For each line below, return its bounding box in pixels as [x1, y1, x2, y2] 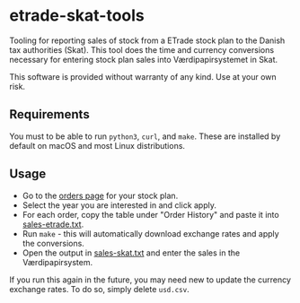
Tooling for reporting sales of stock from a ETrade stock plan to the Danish [9, 35, 286, 46]
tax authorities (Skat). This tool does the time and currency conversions [9, 44, 275, 55]
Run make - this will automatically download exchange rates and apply [22, 228, 280, 238]
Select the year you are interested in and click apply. [22, 199, 217, 211]
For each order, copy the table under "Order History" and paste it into [22, 209, 280, 220]
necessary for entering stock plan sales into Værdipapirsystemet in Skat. [9, 54, 278, 65]
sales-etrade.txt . [22, 219, 84, 229]
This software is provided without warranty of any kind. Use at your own [9, 71, 277, 82]
